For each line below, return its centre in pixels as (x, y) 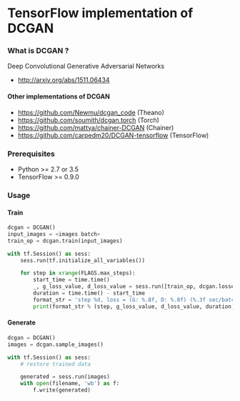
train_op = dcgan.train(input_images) (65, 241)
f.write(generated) (62, 390)
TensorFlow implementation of (100, 13)
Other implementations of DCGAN (59, 96)
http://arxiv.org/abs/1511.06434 (64, 80)
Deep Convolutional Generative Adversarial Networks (86, 66)
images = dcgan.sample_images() (55, 345)
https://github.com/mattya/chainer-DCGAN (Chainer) (96, 127)
